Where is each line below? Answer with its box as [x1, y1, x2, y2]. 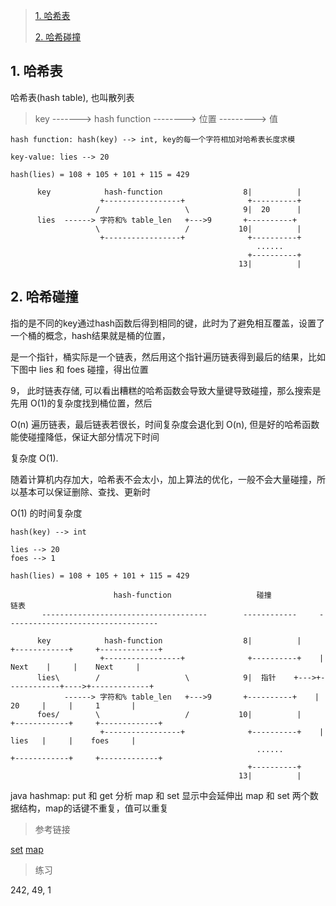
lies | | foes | [10, 735, 137, 746]
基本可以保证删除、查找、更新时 [18, 485, 151, 498]
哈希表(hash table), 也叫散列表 [10, 91, 135, 103]
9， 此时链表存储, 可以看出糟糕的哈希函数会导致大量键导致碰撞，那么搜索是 [10, 384, 322, 396]
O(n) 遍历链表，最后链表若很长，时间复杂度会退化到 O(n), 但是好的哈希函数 [10, 418, 320, 430]
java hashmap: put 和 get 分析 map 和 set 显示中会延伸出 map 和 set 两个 [10, 789, 310, 801]
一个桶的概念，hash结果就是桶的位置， [10, 329, 171, 341]
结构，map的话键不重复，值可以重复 [18, 802, 169, 814]
